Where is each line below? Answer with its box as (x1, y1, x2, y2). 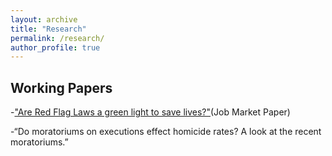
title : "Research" (10, 24, 87, 34)
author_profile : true (10, 42, 101, 53)
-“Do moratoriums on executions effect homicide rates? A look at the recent (10, 126, 322, 138)
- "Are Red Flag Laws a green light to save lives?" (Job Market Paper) (10, 106, 291, 118)
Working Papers (10, 79, 113, 96)
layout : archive (10, 14, 78, 25)
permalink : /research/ (10, 33, 105, 43)
